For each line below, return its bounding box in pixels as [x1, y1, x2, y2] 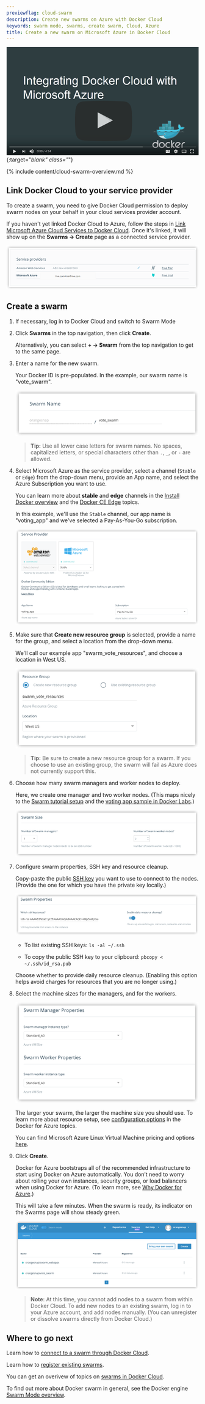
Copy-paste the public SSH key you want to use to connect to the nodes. [15, 874, 199, 882]
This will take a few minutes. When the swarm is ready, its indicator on [15, 1202, 192, 1210]
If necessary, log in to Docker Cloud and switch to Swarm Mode [15, 317, 176, 325]
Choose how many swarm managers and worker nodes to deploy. [15, 780, 181, 787]
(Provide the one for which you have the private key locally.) [15, 881, 167, 889]
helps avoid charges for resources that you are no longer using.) [15, 978, 177, 985]
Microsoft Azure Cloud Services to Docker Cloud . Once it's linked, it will [6, 226, 187, 234]
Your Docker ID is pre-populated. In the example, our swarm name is [15, 371, 188, 379]
